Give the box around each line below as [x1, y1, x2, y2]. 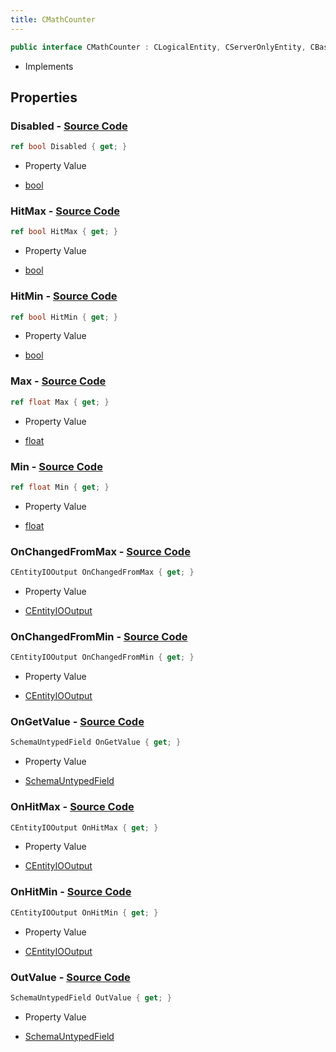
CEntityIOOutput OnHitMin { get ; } [10, 907, 159, 918]
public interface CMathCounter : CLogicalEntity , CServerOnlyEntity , [10, 42, 307, 52]
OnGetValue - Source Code [10, 715, 145, 729]
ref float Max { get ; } [10, 397, 110, 407]
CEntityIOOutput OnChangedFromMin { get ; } [10, 652, 195, 663]
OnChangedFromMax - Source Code [10, 544, 191, 558]
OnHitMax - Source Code [10, 800, 135, 814]
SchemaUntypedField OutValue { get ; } [10, 992, 172, 1003]
